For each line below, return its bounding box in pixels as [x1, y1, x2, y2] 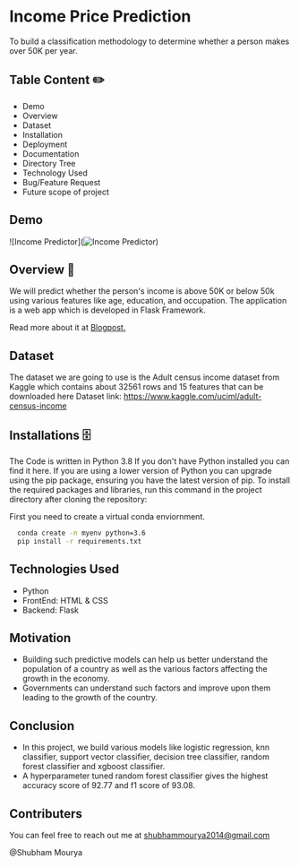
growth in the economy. [21, 674, 110, 684]
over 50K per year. [9, 45, 78, 56]
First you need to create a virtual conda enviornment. [9, 511, 206, 521]
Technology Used [21, 167, 88, 178]
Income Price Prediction [9, 6, 192, 27]
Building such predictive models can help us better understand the [21, 654, 269, 665]
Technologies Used [9, 562, 119, 577]
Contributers [9, 806, 83, 821]
